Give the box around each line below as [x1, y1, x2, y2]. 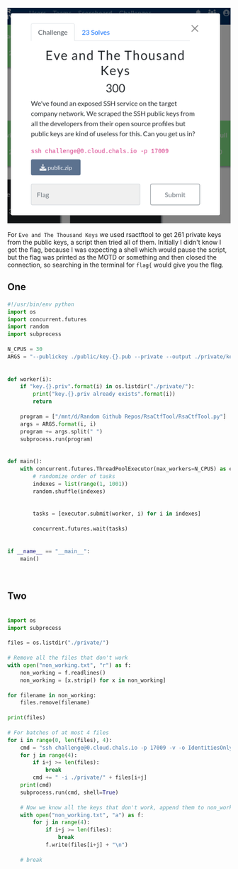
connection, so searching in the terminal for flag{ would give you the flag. [7, 260, 225, 269]
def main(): [7, 458, 42, 465]
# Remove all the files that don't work [7, 654, 129, 662]
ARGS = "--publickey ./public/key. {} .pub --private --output [7, 353, 192, 360]
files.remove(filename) [20, 699, 91, 707]
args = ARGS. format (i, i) [20, 420, 97, 428]
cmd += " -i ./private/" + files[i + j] [33, 774, 147, 781]
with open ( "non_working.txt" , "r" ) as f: [7, 662, 132, 669]
